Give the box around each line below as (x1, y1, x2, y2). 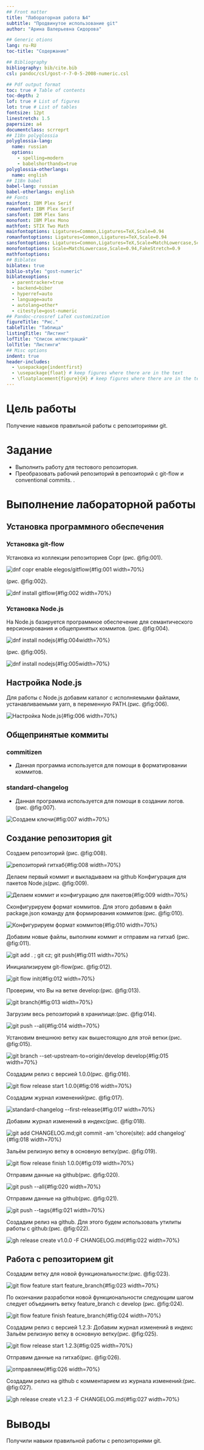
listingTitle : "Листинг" (6, 330, 69, 336)
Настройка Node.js (6, 678, 82, 688)
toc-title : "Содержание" (6, 48, 69, 55)
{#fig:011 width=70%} (73, 951, 129, 958)
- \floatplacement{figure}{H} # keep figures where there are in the (12, 375, 191, 382)
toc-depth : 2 (6, 92, 39, 99)
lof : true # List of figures (6, 99, 80, 105)
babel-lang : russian (6, 183, 59, 189)
